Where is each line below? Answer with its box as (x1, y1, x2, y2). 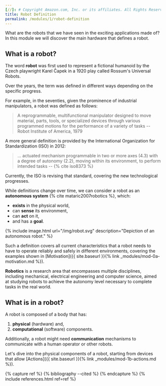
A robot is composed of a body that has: (5, 311, 87, 317)
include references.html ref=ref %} (5, 376, 77, 382)
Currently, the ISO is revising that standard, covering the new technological (5, 173, 158, 179)
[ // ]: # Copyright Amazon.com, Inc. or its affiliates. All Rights (5, 7, 147, 12)
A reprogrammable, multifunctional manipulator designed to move (17, 112, 152, 119)
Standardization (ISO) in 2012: (5, 143, 66, 149)
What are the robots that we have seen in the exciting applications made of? (5, 30, 160, 36)
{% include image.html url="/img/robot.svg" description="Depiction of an (5, 228, 155, 234)
